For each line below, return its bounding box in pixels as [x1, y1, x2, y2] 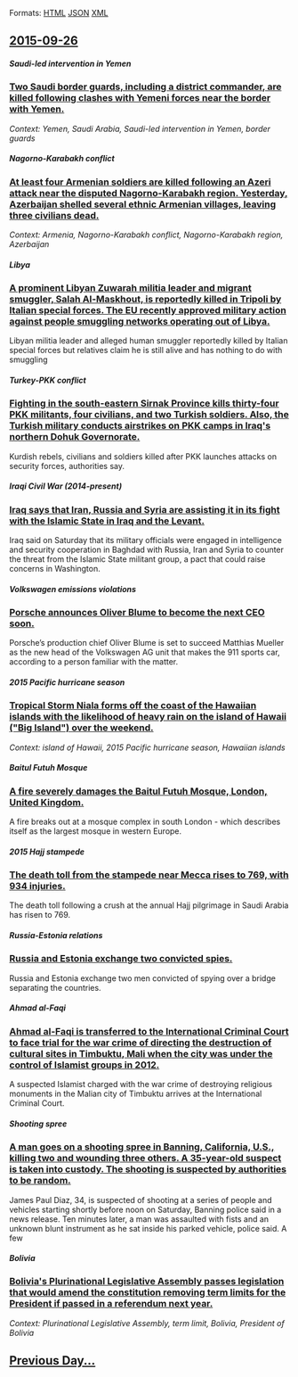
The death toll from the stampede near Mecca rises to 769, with [9, 869, 289, 881]
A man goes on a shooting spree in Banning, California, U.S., [9, 1141, 275, 1153]
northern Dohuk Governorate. [9, 431, 141, 443]
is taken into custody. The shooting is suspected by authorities [9, 1163, 287, 1175]
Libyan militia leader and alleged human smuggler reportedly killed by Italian [9, 335, 288, 346]
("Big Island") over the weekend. [9, 721, 154, 734]
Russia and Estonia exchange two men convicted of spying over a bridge [9, 972, 276, 984]
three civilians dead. [9, 209, 100, 221]
